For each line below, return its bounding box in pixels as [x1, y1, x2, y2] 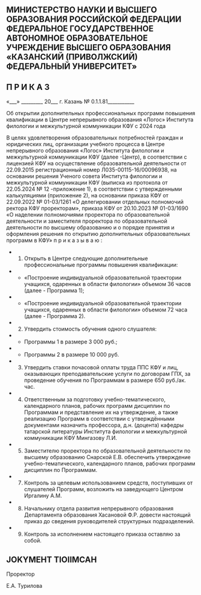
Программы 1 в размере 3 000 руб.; [24, 338, 118, 346]
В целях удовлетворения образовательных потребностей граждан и [6, 134, 183, 141]
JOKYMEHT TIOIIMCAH [6, 555, 97, 565]
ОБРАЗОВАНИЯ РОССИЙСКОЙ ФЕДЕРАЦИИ [6, 14, 182, 25]
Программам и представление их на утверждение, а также [24, 409, 179, 416]
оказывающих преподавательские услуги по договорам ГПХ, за [24, 371, 191, 378]
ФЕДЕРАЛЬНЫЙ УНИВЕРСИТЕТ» [6, 62, 138, 72]
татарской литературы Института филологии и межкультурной [24, 428, 187, 435]
